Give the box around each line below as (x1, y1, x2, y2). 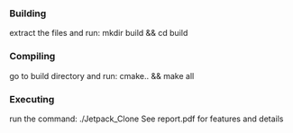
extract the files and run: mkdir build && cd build (9, 28, 188, 39)
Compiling (9, 50, 56, 63)
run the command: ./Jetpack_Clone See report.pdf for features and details (9, 113, 284, 124)
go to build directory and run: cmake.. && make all (9, 70, 195, 81)
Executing (9, 93, 55, 105)
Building (9, 7, 47, 20)
